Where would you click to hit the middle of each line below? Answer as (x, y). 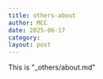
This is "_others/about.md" (52, 67)
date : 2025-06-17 (37, 30)
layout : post (30, 45)
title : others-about (42, 15)
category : (25, 38)
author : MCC (28, 23)
